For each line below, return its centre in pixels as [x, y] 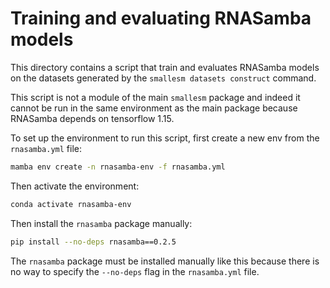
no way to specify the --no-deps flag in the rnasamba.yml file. [135, 271]
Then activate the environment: [75, 186]
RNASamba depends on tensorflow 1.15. [92, 118]
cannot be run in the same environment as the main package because [154, 108]
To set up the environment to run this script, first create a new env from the [165, 138]
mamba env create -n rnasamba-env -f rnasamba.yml [118, 167]
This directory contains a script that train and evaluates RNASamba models [165, 67]
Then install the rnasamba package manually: [101, 223]
